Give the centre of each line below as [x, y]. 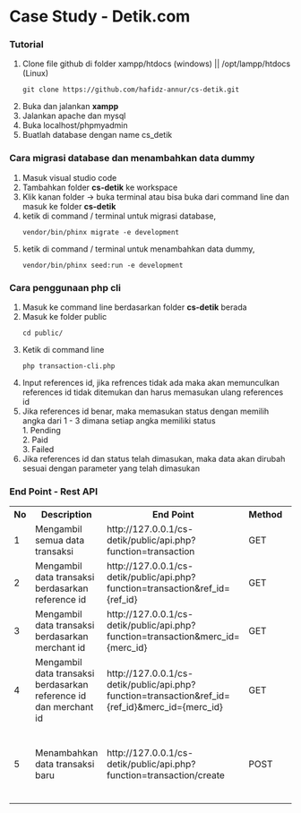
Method [266, 515]
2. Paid [35, 440]
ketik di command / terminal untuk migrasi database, [119, 216]
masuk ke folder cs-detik [69, 206]
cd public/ [43, 333]
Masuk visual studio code [69, 177]
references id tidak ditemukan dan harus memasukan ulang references [153, 392]
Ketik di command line [63, 350]
